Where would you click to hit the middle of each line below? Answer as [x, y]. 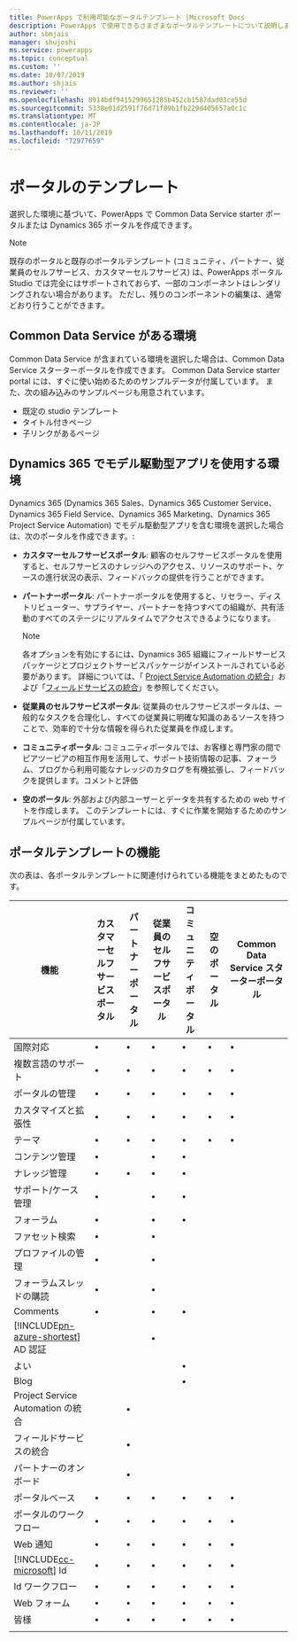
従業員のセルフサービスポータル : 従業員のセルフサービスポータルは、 [148, 706]
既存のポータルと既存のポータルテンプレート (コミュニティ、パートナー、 [143, 261]
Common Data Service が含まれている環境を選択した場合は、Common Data [147, 359]
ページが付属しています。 [84, 821]
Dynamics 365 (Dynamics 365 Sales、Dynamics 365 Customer [124, 503]
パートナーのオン [49, 1468]
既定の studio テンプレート [70, 411]
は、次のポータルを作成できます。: [72, 536]
